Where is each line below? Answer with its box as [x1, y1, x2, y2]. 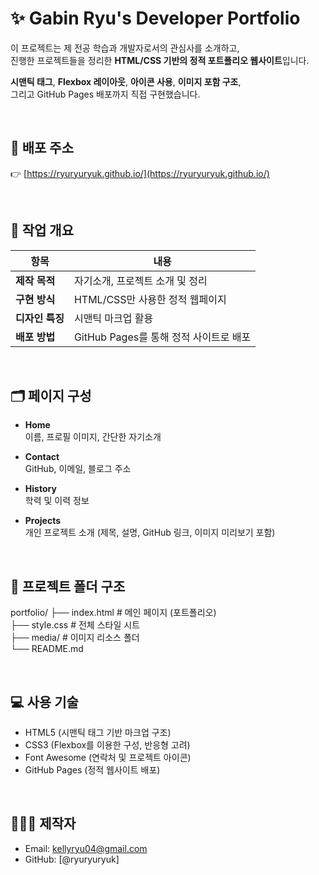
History [24, 483, 57, 495]
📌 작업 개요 [10, 222, 75, 239]
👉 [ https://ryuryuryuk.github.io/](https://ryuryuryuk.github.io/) [10, 167, 270, 179]
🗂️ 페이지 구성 [10, 387, 92, 404]
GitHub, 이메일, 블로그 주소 [24, 463, 132, 475]
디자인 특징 [15, 311, 65, 325]
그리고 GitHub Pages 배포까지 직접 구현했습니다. [10, 88, 201, 100]
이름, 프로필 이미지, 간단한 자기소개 [24, 431, 162, 443]
